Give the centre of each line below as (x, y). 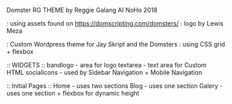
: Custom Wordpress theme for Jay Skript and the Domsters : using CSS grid (116, 44)
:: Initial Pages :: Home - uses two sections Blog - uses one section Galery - (115, 86)
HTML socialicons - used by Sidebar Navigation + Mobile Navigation (105, 72)
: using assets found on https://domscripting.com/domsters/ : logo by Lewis (115, 23)
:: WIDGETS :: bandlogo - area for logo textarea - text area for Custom (107, 65)
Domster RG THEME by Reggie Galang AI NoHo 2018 (82, 10)
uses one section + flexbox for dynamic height (73, 93)
